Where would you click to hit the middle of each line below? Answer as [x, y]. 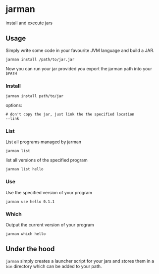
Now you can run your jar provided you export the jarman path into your [79, 68]
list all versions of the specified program [47, 160]
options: [14, 106]
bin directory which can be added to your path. [54, 266]
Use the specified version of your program [49, 192]
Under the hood [30, 249]
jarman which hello [26, 234]
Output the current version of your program [50, 224]
